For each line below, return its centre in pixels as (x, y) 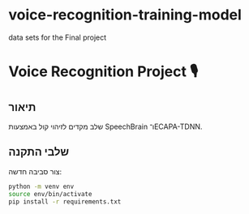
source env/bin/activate (50, 194)
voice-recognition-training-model (125, 15)
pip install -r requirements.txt (65, 201)
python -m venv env (41, 186)
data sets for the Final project (58, 37)
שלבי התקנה (39, 152)
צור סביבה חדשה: (35, 171)
